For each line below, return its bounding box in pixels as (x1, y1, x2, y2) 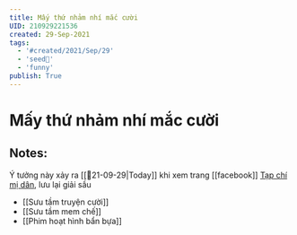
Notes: (9, 145, 48, 161)
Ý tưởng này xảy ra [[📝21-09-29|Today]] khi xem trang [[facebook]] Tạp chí (9, 170, 288, 180)
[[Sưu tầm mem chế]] (22, 205, 101, 216)
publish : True (9, 72, 63, 81)
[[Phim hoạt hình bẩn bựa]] (22, 215, 123, 226)
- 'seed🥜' (17, 55, 54, 64)
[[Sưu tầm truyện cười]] (22, 196, 109, 207)
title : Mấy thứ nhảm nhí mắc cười (9, 13, 139, 22)
